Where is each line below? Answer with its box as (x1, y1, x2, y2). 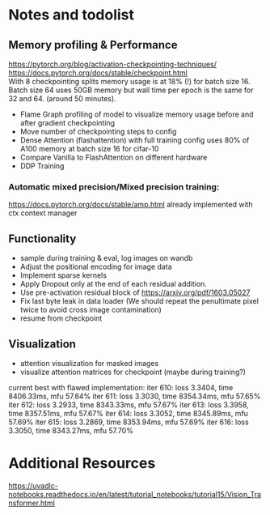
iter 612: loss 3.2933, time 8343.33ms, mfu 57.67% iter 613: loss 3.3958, (8, 399, 249, 410)
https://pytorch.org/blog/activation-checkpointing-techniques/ (8, 59, 217, 69)
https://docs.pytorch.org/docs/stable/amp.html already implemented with (8, 200, 253, 210)
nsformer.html (8, 498, 55, 508)
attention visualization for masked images (19, 358, 159, 368)
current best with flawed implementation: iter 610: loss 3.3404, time (8, 382, 234, 392)
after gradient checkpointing (19, 118, 116, 127)
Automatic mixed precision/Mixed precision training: (8, 181, 220, 192)
